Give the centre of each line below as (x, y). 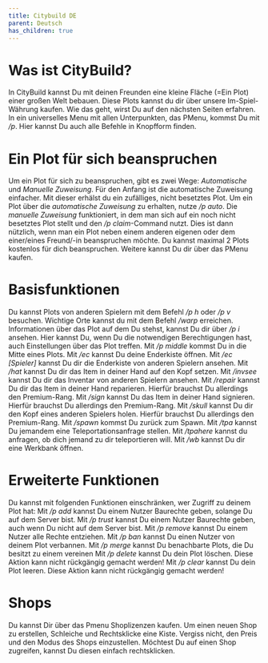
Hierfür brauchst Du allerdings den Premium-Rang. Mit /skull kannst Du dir (131, 406)
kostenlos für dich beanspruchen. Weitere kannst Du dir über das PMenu (128, 249)
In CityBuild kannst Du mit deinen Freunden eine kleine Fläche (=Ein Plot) (129, 92)
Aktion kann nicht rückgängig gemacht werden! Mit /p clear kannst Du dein (132, 562)
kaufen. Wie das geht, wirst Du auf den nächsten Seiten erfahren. (148, 110)
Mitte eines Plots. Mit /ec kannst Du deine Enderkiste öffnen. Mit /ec (120, 355)
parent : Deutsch (35, 23)
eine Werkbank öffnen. (46, 448)
